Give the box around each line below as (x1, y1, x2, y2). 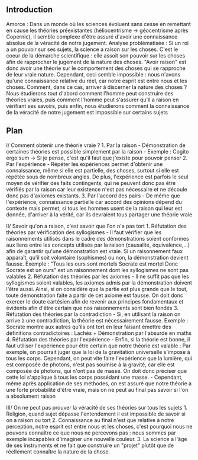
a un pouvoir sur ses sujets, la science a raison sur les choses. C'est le (6, 46, 178, 53)
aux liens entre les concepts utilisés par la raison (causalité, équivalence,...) (6, 241, 190, 248)
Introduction (6, 5, 53, 15)
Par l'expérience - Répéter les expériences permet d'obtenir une (6, 160, 163, 168)
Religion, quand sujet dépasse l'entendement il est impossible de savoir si (6, 410, 186, 417)
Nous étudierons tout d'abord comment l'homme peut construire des (6, 90, 174, 97)
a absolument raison (6, 392, 56, 400)
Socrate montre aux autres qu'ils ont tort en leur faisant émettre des (6, 323, 171, 330)
